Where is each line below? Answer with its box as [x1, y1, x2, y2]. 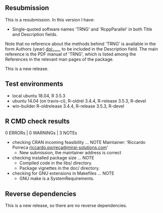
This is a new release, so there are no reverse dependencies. [5, 203, 127, 209]
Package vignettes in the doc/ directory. [19, 165, 100, 171]
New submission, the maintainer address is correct [19, 150, 122, 156]
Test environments [5, 80, 63, 88]
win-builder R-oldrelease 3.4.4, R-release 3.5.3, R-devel [12, 103, 125, 109]
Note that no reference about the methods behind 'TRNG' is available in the [5, 41, 156, 47]
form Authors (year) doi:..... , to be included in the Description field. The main [5, 46, 158, 52]
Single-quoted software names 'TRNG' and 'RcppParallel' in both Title [12, 26, 152, 32]
